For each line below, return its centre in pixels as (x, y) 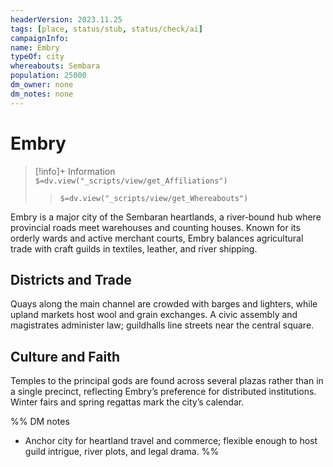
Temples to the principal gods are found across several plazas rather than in (167, 381)
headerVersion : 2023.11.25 (66, 19)
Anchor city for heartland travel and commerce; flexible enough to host (171, 441)
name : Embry (35, 47)
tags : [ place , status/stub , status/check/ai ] (106, 29)
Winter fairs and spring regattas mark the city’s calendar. (127, 402)
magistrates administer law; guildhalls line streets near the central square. (162, 325)
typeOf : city (37, 57)
